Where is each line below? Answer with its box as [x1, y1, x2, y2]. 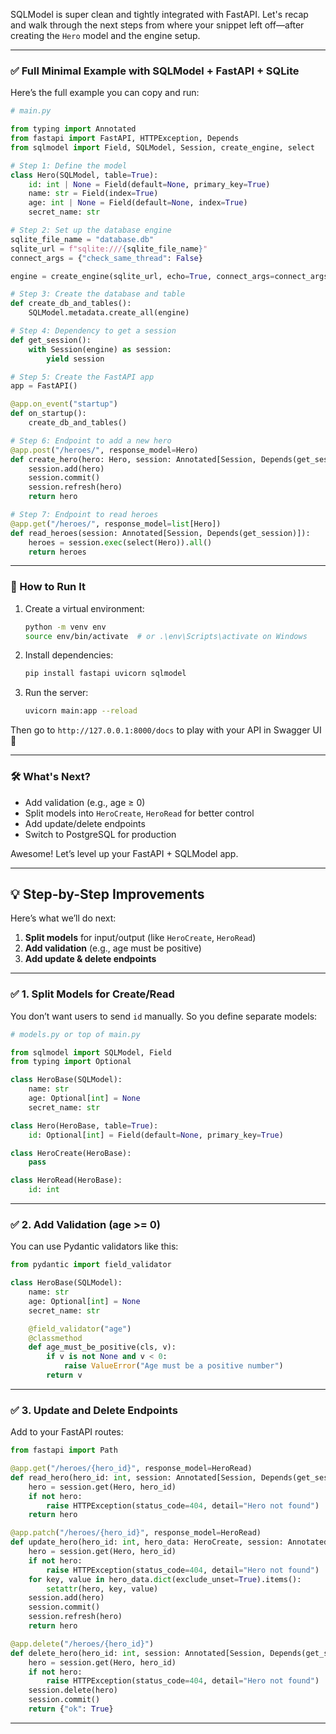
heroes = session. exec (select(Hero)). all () [28, 537, 213, 548]
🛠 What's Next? [10, 770, 91, 784]
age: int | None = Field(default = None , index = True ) [28, 198, 248, 208]
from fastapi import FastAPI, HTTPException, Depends [10, 134, 240, 144]
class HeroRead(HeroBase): [10, 1175, 123, 1186]
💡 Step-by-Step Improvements [10, 885, 205, 903]
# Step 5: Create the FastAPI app [10, 372, 155, 382]
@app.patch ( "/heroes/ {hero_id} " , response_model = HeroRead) [10, 1528, 262, 1538]
